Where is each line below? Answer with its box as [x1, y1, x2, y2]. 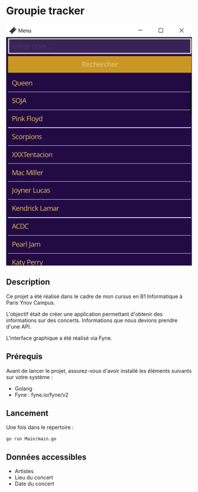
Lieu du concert [14, 474, 54, 481]
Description [6, 277, 50, 287]
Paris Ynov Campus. [6, 299, 55, 306]
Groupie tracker [6, 4, 85, 18]
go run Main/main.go [6, 436, 57, 442]
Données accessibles [6, 452, 87, 462]
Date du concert [14, 480, 54, 487]
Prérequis [6, 352, 43, 362]
